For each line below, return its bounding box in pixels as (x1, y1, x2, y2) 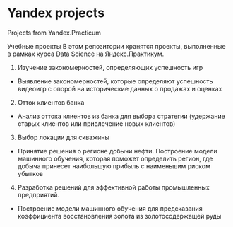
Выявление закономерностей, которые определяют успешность (17, 76, 213, 86)
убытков (17, 169, 44, 177)
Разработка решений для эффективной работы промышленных (17, 182, 210, 192)
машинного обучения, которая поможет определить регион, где (17, 154, 213, 163)
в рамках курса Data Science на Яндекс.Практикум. (7, 50, 165, 58)
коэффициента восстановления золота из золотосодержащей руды (17, 211, 222, 220)
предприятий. (17, 190, 60, 199)
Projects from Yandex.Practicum (7, 28, 101, 37)
